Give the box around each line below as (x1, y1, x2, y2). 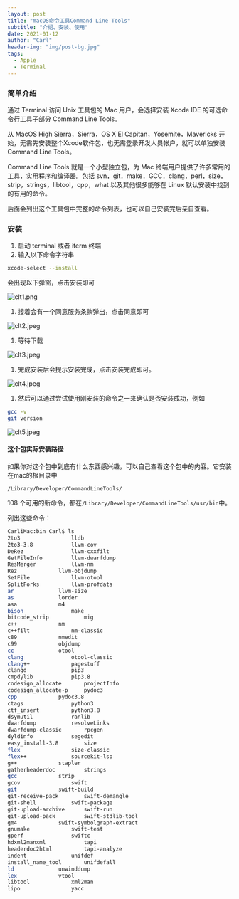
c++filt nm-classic (7, 627, 103, 634)
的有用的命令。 (7, 189, 51, 198)
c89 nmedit (7, 634, 78, 641)
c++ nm (7, 621, 65, 628)
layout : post (7, 10, 46, 18)
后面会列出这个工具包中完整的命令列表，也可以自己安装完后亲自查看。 (7, 204, 213, 213)
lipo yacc (7, 885, 84, 893)
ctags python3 (7, 700, 94, 707)
